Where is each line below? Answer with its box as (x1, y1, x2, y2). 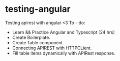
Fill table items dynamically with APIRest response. (12, 50, 116, 56)
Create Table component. (12, 39, 64, 45)
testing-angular (5, 3, 71, 15)
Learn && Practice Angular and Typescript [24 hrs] (12, 29, 115, 35)
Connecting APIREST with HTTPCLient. (12, 45, 92, 51)
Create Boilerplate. (12, 34, 51, 40)
